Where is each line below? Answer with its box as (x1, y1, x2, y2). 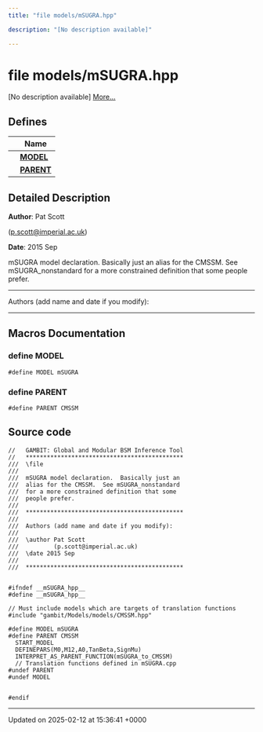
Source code (8, 426, 72, 439)
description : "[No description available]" (8, 25, 153, 34)
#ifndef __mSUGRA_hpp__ (8, 584, 86, 591)
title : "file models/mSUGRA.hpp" (8, 11, 117, 20)
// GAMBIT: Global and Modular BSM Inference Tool (8, 446, 184, 454)
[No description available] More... (8, 92, 116, 102)
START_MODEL (15, 639, 55, 646)
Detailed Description (8, 191, 111, 204)
